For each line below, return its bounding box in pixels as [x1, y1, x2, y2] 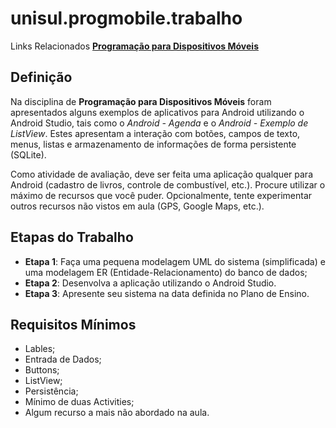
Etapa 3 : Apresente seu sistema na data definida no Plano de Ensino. [24, 287, 310, 299]
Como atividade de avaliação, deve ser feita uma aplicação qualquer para [10, 168, 313, 180]
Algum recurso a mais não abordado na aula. [24, 407, 210, 419]
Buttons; [24, 364, 60, 376]
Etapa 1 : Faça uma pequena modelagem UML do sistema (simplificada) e [24, 255, 326, 267]
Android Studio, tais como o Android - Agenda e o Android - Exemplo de [10, 117, 309, 129]
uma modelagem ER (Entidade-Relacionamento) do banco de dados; [24, 266, 308, 278]
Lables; [24, 343, 56, 355]
